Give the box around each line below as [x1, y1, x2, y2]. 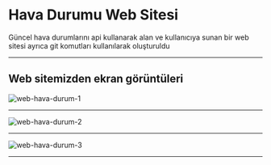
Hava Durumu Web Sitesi [8, 6, 179, 24]
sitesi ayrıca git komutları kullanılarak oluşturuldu [8, 40, 171, 50]
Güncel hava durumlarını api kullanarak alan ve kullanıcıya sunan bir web [8, 32, 249, 42]
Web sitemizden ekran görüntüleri [8, 72, 184, 86]
